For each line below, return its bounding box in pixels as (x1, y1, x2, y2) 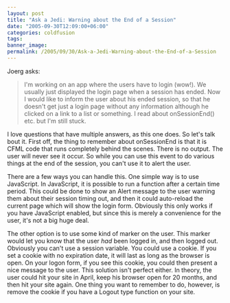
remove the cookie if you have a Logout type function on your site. (7, 287, 196, 295)
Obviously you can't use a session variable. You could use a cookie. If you (7, 244, 217, 252)
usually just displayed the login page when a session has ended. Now (23, 87, 221, 96)
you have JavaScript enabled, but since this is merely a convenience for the (7, 208, 222, 217)
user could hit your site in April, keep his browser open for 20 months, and (7, 273, 218, 281)
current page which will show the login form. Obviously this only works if (7, 202, 213, 210)
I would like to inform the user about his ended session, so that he (23, 95, 211, 103)
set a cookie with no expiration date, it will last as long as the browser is (7, 251, 210, 259)
